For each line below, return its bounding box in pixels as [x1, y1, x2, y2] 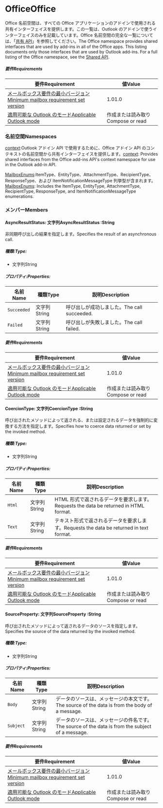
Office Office [5, 3, 56, 15]
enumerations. [5, 194, 34, 199]
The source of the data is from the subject [55, 723, 151, 730]
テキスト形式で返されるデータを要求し [54, 517, 142, 524]
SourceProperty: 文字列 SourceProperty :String [5, 611, 101, 617]
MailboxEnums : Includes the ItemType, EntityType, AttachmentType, [5, 183, 141, 189]
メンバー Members [5, 207, 49, 213]
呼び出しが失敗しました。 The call [65, 319, 143, 326]
